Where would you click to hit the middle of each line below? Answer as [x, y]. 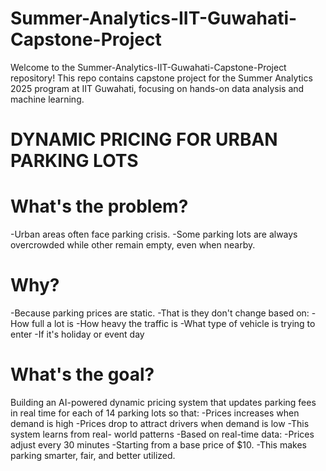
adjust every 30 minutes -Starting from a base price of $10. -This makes [158, 444]
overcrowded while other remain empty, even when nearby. [133, 245]
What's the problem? [99, 206]
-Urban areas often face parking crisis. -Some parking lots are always [154, 234]
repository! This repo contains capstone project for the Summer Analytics [161, 78]
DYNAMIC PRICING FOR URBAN [144, 139]
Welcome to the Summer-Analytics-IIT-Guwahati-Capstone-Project [148, 67]
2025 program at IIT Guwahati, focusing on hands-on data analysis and [157, 88]
